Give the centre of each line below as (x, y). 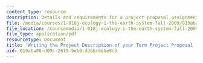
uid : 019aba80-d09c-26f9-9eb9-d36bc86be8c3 (62, 51)
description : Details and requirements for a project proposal (88, 17)
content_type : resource (36, 12)
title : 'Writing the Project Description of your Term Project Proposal (100, 46)
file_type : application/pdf (42, 34)
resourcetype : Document (36, 40)
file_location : (25, 28)
